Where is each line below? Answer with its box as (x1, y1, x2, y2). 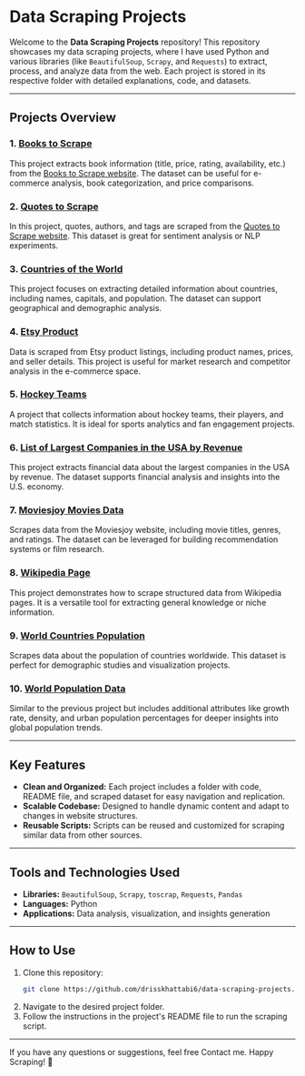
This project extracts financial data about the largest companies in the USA (9, 462, 290, 473)
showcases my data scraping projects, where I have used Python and (9, 45, 270, 56)
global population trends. (9, 722, 103, 733)
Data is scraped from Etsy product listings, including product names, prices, (9, 346, 293, 357)
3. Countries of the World (9, 262, 123, 275)
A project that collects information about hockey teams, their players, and (9, 408, 284, 419)
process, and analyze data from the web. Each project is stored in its (9, 65, 266, 76)
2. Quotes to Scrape (9, 200, 99, 213)
